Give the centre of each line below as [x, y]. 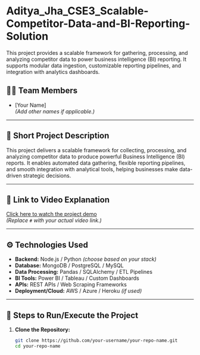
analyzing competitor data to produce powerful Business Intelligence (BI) [96, 156]
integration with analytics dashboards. [53, 72]
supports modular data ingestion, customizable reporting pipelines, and [94, 65]
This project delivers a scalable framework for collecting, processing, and [96, 150]
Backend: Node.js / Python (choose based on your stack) [85, 259]
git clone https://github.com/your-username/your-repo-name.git [96, 341]
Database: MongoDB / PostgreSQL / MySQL [69, 266]
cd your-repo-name [37, 346]
